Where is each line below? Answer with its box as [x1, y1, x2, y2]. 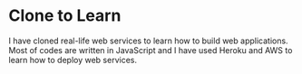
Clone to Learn [8, 5, 122, 26]
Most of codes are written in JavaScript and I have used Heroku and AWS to [8, 44, 293, 55]
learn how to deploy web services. [8, 54, 138, 65]
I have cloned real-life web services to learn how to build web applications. [8, 35, 288, 46]
